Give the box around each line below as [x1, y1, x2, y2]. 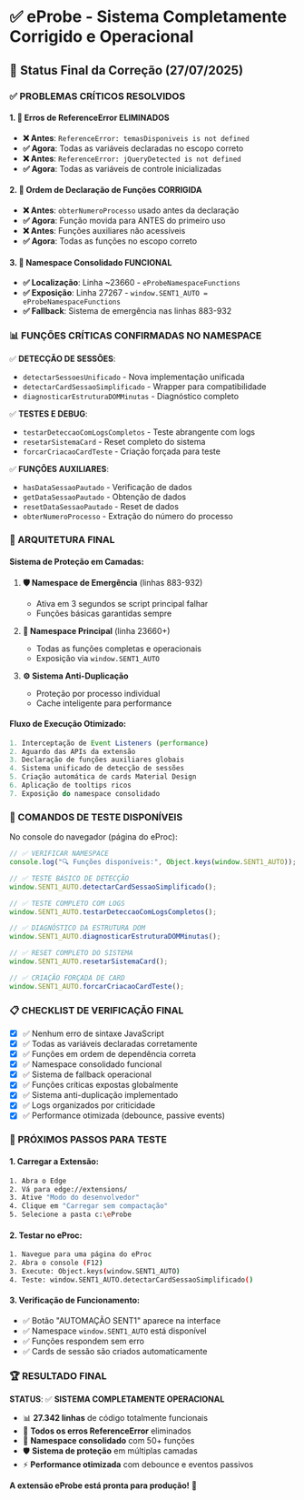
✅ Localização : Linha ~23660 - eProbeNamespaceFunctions [22, 277, 240, 288]
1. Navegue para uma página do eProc [9, 1250, 152, 1259]
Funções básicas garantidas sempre [35, 608, 172, 619]
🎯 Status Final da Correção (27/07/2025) [9, 62, 243, 78]
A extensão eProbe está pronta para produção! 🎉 [9, 1480, 198, 1491]
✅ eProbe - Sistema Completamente [9, 6, 288, 27]
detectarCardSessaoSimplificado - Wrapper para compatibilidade [22, 381, 267, 392]
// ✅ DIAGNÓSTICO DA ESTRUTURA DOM [9, 923, 146, 933]
